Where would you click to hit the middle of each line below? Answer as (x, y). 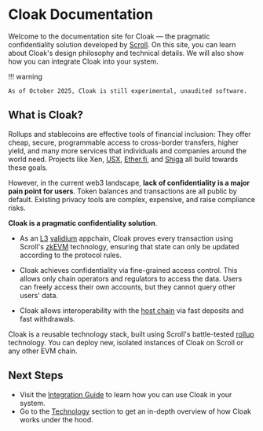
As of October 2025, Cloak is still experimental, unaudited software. (128, 91)
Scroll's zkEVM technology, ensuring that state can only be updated (129, 246)
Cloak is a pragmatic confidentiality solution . (83, 223)
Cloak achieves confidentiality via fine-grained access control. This (128, 270)
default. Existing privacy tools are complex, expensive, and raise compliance (132, 199)
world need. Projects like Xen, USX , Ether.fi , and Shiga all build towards (123, 159)
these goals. (28, 168)
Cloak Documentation (80, 15)
